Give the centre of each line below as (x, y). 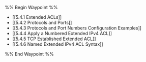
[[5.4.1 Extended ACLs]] (37, 17)
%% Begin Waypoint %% (31, 7)
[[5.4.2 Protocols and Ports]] (42, 23)
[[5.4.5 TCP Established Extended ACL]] (54, 39)
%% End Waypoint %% (29, 54)
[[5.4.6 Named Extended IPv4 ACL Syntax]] (57, 44)
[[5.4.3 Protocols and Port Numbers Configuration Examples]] (77, 28)
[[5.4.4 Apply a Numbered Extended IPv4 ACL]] (62, 33)
